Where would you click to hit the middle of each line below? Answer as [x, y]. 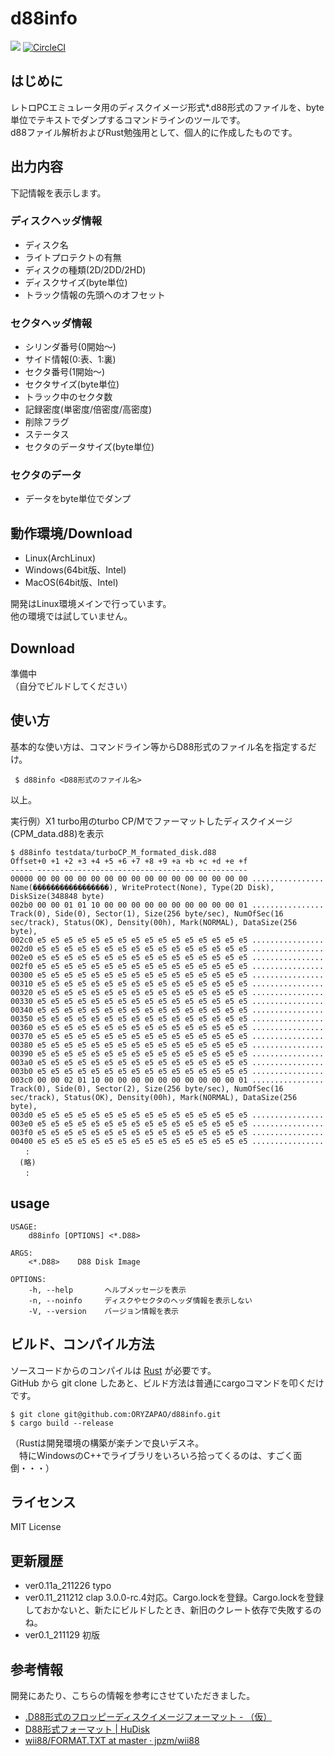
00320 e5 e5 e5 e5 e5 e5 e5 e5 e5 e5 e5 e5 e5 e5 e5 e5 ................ [167, 992]
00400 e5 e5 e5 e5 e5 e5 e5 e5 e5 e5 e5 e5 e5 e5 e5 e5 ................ [167, 1141]
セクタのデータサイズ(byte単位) [89, 447]
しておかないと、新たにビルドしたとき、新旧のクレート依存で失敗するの [173, 1610]
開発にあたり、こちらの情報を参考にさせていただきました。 [133, 1695]
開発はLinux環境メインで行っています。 [91, 604]
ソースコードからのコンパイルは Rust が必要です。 [113, 1370]
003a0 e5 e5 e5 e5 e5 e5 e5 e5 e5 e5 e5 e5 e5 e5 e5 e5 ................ [167, 1062]
